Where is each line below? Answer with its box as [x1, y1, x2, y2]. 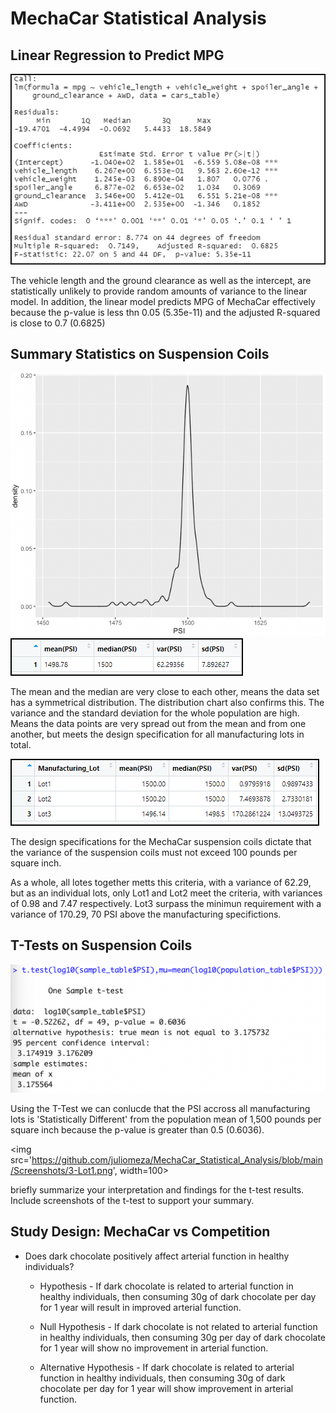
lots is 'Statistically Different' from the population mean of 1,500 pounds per [10, 1113, 322, 1126]
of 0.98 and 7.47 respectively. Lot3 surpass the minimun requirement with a [10, 897, 322, 909]
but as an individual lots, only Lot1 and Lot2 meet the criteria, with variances [10, 887, 323, 899]
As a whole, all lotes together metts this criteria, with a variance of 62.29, [10, 876, 312, 888]
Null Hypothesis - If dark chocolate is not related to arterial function [39, 1320, 318, 1332]
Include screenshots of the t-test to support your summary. [10, 1195, 255, 1207]
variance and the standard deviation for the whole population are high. [10, 707, 300, 719]
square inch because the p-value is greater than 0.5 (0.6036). [10, 1124, 265, 1136]
